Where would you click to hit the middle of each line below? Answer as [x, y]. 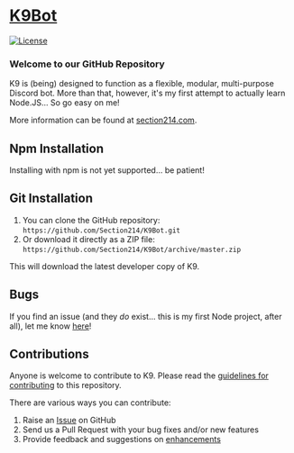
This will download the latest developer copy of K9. [105, 266]
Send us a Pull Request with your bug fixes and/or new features [141, 430]
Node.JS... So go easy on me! [64, 103]
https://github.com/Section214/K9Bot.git [101, 231]
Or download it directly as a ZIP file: [88, 239]
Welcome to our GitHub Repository [87, 64]
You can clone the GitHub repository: [91, 220]
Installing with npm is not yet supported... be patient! [107, 170]
